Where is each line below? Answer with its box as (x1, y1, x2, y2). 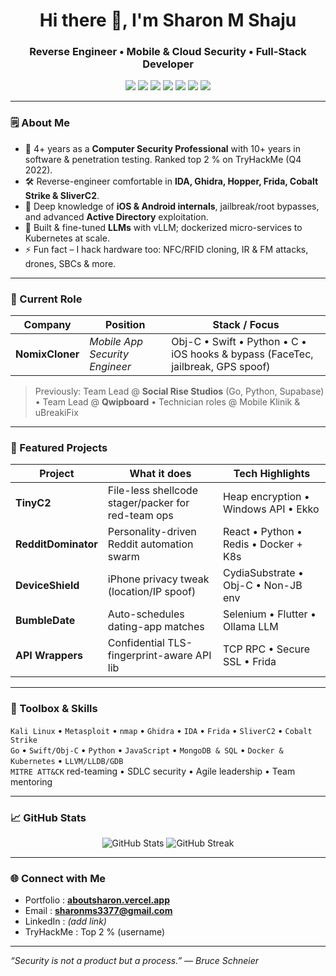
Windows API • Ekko (222, 502, 320, 516)
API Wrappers (15, 649, 83, 663)
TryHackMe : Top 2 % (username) (24, 926, 166, 938)
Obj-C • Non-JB (222, 579, 303, 593)
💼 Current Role (10, 292, 83, 306)
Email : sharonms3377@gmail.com (24, 905, 173, 917)
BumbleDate (15, 614, 76, 628)
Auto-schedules (107, 607, 185, 621)
